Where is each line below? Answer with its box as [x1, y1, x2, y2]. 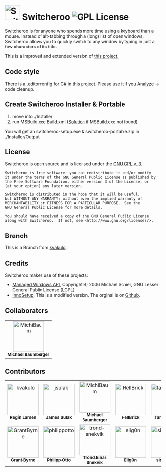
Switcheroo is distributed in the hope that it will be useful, [5, 192, 140, 197]
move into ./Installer [12, 113, 53, 119]
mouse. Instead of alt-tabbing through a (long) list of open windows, [5, 33, 144, 39]
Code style [5, 67, 40, 76]
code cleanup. [5, 86, 35, 92]
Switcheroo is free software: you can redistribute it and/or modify [5, 171, 152, 176]
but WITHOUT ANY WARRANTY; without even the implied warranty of [5, 196, 142, 201]
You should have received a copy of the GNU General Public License [5, 214, 149, 219]
